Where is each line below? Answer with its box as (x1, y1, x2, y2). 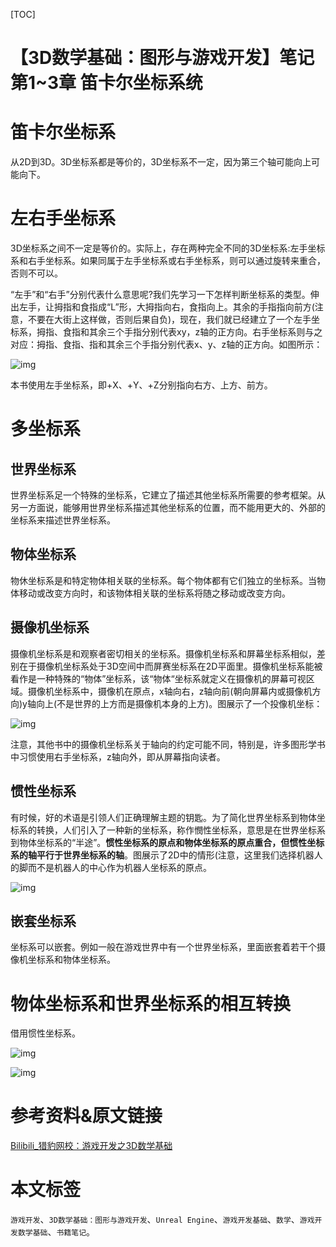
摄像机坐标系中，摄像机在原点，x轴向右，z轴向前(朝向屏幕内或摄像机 (27, 685, 313, 697)
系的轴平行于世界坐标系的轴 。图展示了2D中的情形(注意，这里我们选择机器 (10, 849, 315, 861)
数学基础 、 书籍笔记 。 (17, 1226, 96, 1238)
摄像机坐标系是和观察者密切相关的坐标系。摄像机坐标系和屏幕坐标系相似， (10, 647, 317, 659)
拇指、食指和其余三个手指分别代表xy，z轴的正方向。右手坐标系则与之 (36, 326, 323, 338)
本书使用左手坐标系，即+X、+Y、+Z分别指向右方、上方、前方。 (10, 379, 273, 391)
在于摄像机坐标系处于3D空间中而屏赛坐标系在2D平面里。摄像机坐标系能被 (18, 660, 323, 672)
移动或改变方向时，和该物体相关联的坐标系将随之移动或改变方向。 (18, 587, 291, 599)
